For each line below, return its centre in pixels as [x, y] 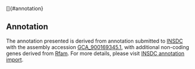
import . [15, 59]
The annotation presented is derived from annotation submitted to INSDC [95, 41]
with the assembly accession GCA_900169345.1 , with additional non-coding [98, 47]
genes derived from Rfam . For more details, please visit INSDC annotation [95, 53]
